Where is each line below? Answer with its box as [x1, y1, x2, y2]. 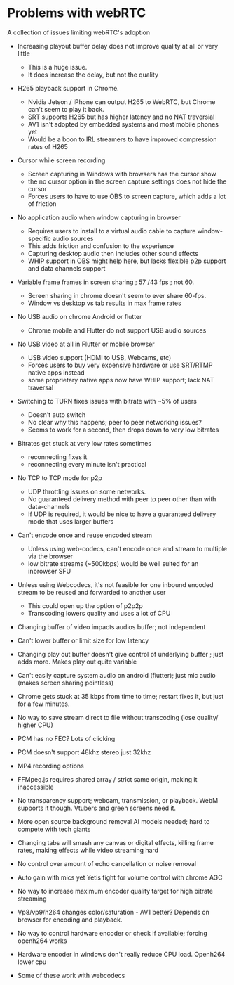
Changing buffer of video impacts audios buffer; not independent [17, 622, 206, 631]
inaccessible [17, 783, 54, 791]
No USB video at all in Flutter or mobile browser [17, 340, 156, 348]
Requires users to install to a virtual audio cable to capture [27, 226, 196, 235]
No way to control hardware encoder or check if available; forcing [17, 929, 208, 937]
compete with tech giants [17, 825, 91, 833]
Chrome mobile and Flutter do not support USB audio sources [27, 326, 207, 335]
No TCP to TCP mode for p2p [17, 473, 103, 482]
